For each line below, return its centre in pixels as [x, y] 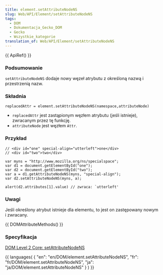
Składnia [16, 96]
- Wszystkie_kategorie [32, 37]
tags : [10, 19]
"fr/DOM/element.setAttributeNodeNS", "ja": [50, 262]
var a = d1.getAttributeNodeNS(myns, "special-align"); [63, 174]
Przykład [16, 138]
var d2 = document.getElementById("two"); [49, 170]
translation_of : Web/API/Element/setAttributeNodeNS [60, 41]
